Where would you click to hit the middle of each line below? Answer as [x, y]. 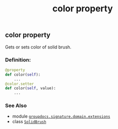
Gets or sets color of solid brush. [38, 47]
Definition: [18, 60]
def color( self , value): [30, 88]
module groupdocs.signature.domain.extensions [61, 116]
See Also [16, 106]
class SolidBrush [29, 122]
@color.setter [20, 84]
